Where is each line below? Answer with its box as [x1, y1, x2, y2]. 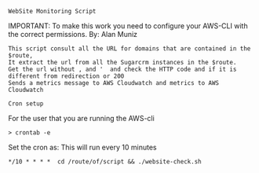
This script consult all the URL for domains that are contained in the [8, 45, 251, 53]
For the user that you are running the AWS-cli [8, 114, 155, 123]
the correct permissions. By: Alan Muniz [8, 30, 138, 39]
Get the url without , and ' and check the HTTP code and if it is [8, 65, 237, 73]
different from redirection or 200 [8, 72, 125, 80]
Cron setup [8, 100, 44, 108]
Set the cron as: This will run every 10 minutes [8, 142, 157, 152]
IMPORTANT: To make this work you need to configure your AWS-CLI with [8, 21, 249, 31]
